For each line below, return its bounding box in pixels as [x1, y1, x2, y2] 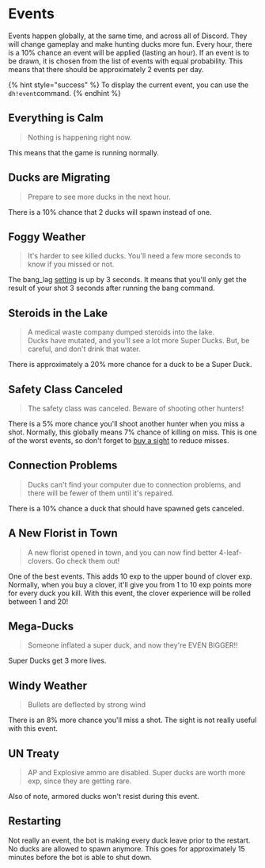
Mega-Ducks [8, 620, 74, 633]
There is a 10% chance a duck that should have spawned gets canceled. [8, 503, 244, 513]
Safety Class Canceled [8, 382, 123, 396]
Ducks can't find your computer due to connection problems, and [27, 480, 241, 489]
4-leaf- [218, 548, 243, 557]
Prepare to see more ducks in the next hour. [27, 192, 172, 201]
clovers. [27, 556, 54, 565]
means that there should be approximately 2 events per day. [8, 64, 204, 74]
